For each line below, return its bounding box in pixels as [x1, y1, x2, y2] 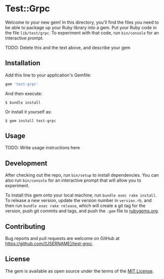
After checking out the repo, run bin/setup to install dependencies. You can [5, 172, 159, 178]
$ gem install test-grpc [5, 118, 56, 123]
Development [5, 159, 48, 167]
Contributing [5, 222, 45, 231]
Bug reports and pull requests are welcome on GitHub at [5, 236, 120, 241]
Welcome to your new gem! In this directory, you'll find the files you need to [5, 19, 159, 25]
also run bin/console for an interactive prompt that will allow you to [5, 177, 142, 183]
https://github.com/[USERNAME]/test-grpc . [5, 240, 94, 247]
